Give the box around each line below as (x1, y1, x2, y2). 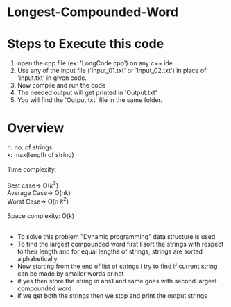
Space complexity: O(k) (7, 212, 75, 220)
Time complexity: (7, 165, 57, 174)
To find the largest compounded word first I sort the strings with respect (17, 240, 224, 249)
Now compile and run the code (17, 81, 106, 90)
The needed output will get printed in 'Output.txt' (17, 88, 157, 97)
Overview (7, 120, 65, 136)
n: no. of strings (7, 143, 53, 151)
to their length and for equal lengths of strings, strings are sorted (17, 247, 203, 256)
